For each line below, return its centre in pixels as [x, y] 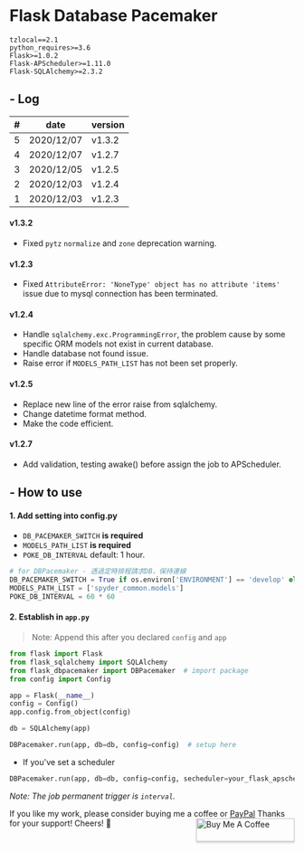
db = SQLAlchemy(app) [50, 729]
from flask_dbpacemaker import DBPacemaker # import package [129, 670]
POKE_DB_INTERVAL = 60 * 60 [62, 596]
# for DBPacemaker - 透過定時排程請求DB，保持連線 [98, 572]
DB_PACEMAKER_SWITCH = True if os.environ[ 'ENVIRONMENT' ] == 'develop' [147, 580]
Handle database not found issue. [85, 354]
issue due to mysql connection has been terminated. [120, 294]
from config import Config [60, 679]
